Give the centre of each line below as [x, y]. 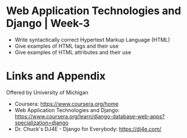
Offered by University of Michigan [47, 92]
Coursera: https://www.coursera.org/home [67, 104]
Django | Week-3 [48, 23]
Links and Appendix [56, 76]
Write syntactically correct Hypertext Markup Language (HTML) [92, 40]
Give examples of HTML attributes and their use [73, 52]
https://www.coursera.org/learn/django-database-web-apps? [90, 116]
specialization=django [42, 123]
